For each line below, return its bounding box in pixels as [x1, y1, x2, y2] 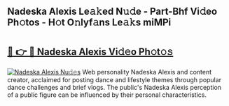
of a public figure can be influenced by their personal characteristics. [7, 91, 207, 99]
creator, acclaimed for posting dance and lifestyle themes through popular [7, 76, 222, 84]
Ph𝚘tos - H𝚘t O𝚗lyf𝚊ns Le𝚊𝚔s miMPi [7, 17, 172, 29]
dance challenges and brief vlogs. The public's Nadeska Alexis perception [7, 84, 222, 91]
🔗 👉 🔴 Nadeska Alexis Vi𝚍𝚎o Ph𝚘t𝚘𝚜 [7, 46, 174, 58]
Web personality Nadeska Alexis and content [82, 68, 212, 76]
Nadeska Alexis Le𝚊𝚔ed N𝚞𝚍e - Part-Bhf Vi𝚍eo [7, 6, 218, 18]
